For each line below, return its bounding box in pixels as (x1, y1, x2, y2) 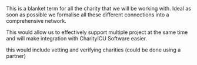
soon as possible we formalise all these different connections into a (6, 11, 169, 18)
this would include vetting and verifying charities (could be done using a (6, 46, 181, 53)
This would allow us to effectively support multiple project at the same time (6, 29, 188, 36)
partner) (6, 53, 26, 59)
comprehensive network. (6, 18, 66, 24)
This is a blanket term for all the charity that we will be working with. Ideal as (6, 5, 191, 12)
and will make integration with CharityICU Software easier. (6, 35, 148, 42)
